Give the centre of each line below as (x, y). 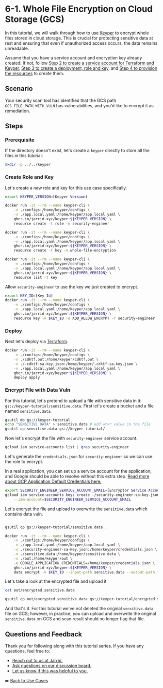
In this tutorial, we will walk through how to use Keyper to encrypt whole (77, 33)
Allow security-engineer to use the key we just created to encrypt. (72, 287)
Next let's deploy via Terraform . (37, 342)
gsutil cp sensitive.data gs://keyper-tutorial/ (55, 429)
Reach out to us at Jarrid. (37, 661)
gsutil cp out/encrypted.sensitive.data (47, 599)
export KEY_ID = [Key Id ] (29, 296)
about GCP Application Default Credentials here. (53, 481)
